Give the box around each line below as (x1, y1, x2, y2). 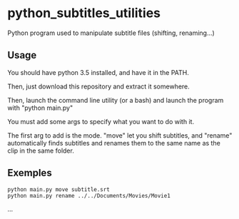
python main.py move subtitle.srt (7, 185, 111, 193)
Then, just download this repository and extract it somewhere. (7, 82, 190, 91)
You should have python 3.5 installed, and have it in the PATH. (7, 68, 189, 76)
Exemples (7, 167, 52, 179)
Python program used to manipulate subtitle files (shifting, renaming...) (7, 29, 215, 37)
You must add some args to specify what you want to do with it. (7, 117, 195, 126)
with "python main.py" (7, 103, 73, 112)
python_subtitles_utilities (7, 5, 161, 21)
